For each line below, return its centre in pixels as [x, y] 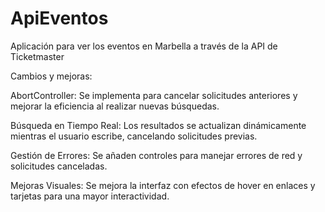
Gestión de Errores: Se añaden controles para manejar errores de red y [156, 155]
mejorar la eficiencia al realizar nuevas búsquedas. [115, 106]
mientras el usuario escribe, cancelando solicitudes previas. [134, 136]
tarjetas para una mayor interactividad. [90, 196]
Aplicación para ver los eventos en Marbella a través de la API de [144, 46]
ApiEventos [59, 18]
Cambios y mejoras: [51, 76]
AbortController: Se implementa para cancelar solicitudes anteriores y [154, 95]
